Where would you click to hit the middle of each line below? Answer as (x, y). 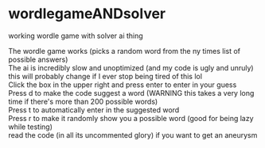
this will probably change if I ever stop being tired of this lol (105, 76)
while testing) (31, 127)
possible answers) (38, 59)
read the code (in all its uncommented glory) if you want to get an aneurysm (133, 135)
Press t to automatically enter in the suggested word (94, 110)
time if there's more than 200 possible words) (83, 101)
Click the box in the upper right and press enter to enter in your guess (123, 85)
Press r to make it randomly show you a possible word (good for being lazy (131, 118)
